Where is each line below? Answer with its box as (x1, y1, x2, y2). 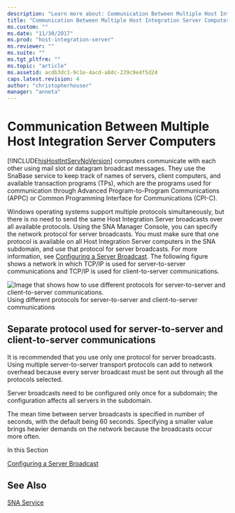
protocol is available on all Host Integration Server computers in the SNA (7, 238, 216, 246)
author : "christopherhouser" (7, 82, 92, 89)
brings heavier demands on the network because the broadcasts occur (7, 425, 213, 433)
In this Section (7, 446, 49, 454)
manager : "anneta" (7, 88, 61, 95)
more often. (7, 432, 41, 440)
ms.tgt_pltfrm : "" (7, 56, 61, 63)
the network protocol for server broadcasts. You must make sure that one (7, 230, 219, 238)
